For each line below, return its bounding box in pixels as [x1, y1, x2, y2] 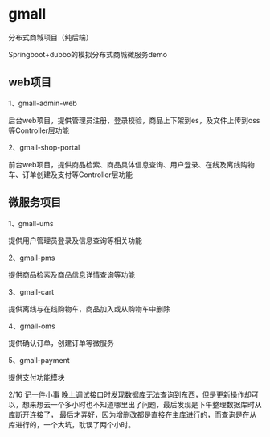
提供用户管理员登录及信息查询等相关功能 [8, 235, 142, 245]
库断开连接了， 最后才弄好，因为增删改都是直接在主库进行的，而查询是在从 [8, 410, 257, 419]
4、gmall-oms [8, 321, 56, 331]
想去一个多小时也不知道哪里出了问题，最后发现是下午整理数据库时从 [35, 399, 262, 409]
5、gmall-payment [8, 355, 70, 365]
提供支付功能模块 [8, 372, 65, 382]
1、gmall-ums [8, 218, 54, 228]
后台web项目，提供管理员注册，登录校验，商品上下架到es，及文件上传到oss [8, 115, 260, 125]
